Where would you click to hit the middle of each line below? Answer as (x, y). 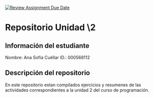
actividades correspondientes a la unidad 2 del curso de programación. (77, 90)
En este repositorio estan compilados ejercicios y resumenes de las (73, 85)
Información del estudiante (47, 46)
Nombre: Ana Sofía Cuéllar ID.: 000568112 (48, 57)
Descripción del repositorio (48, 73)
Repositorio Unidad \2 (51, 28)
